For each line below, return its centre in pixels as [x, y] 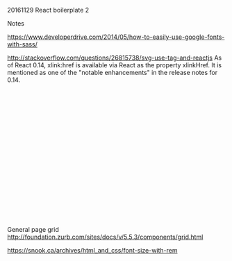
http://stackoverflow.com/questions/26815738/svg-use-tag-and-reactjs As [115, 58]
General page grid [33, 229]
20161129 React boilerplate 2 [48, 10]
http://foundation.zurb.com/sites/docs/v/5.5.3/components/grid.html [105, 237]
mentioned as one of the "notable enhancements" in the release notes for [113, 73]
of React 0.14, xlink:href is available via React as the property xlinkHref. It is [115, 65]
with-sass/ [23, 44]
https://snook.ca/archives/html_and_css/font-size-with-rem [92, 250]
